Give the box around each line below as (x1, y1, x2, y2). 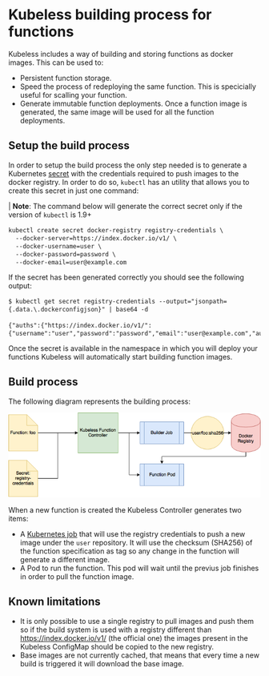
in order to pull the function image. (19, 571, 134, 581)
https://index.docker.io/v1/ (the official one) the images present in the (19, 633, 248, 642)
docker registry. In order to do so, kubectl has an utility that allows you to (8, 177, 250, 187)
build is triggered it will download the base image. (19, 658, 184, 668)
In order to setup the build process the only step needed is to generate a (8, 160, 247, 170)
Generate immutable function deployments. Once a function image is (19, 99, 247, 108)
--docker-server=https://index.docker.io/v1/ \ (15, 234, 178, 242)
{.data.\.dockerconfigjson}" (8, 305, 106, 313)
